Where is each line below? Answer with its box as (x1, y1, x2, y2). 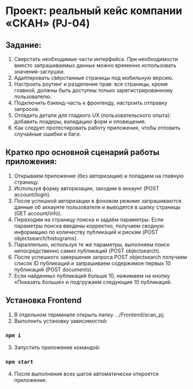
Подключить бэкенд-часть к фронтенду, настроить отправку (13, 99, 168, 106)
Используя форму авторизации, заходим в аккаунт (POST (13, 185, 160, 192)
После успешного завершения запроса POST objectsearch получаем (13, 253, 187, 260)
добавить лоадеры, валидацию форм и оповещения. (13, 118, 146, 125)
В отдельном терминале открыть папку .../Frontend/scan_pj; (13, 311, 165, 318)
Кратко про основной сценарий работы (5, 147, 160, 157)
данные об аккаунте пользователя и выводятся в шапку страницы (13, 203, 181, 210)
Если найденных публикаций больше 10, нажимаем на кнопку (13, 272, 171, 279)
